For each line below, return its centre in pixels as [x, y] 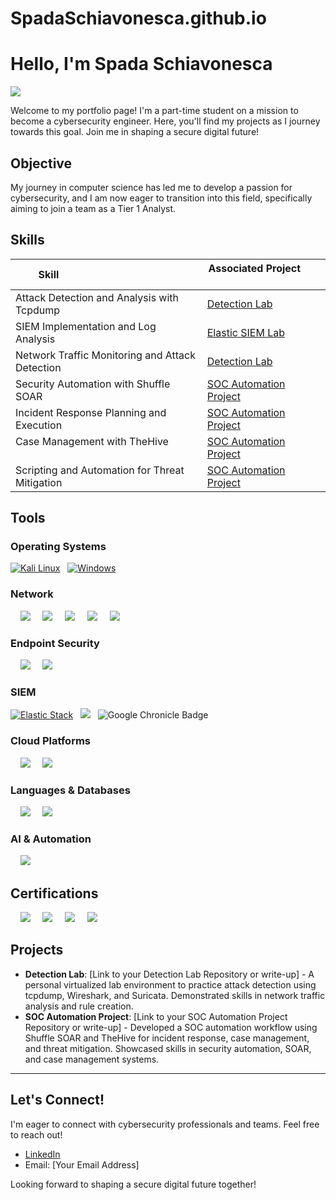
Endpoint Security [55, 643]
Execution [39, 425]
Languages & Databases [70, 790]
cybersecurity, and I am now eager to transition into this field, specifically [161, 198]
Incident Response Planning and [91, 412]
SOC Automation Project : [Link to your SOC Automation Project [156, 1016]
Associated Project [255, 268]
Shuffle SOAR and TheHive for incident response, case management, [167, 1038]
